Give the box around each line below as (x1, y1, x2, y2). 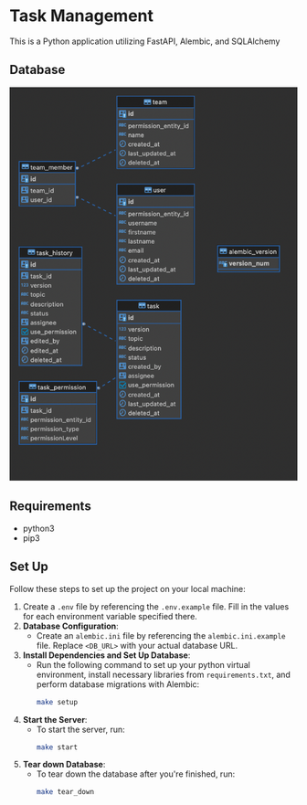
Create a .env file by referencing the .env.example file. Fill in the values (22, 600, 290, 612)
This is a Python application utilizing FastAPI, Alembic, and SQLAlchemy (9, 36, 281, 47)
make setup (36, 697, 79, 706)
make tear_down (36, 788, 94, 797)
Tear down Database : (22, 759, 106, 770)
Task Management (9, 5, 153, 26)
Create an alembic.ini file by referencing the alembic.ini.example (36, 630, 286, 641)
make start (36, 742, 79, 752)
